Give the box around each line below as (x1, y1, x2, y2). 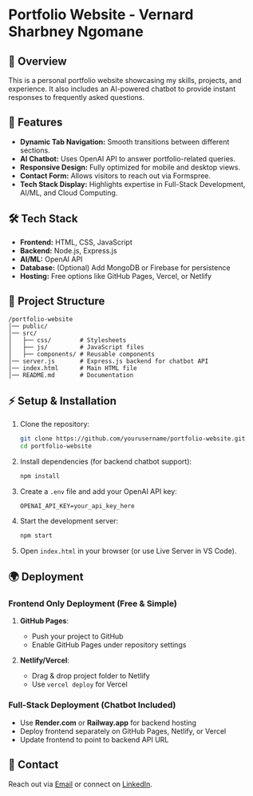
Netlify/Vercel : (19, 655, 70, 665)
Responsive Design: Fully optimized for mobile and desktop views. (19, 162, 241, 172)
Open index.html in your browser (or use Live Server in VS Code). (19, 546, 237, 555)
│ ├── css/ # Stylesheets (8, 336, 127, 344)
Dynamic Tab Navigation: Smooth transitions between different (19, 137, 230, 146)
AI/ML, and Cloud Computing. (19, 188, 118, 197)
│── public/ (8, 322, 48, 331)
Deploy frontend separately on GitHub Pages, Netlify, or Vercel (19, 726, 227, 736)
